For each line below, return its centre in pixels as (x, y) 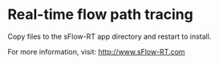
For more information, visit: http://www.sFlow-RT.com (96, 51)
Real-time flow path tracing (100, 15)
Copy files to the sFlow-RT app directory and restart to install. (109, 36)
